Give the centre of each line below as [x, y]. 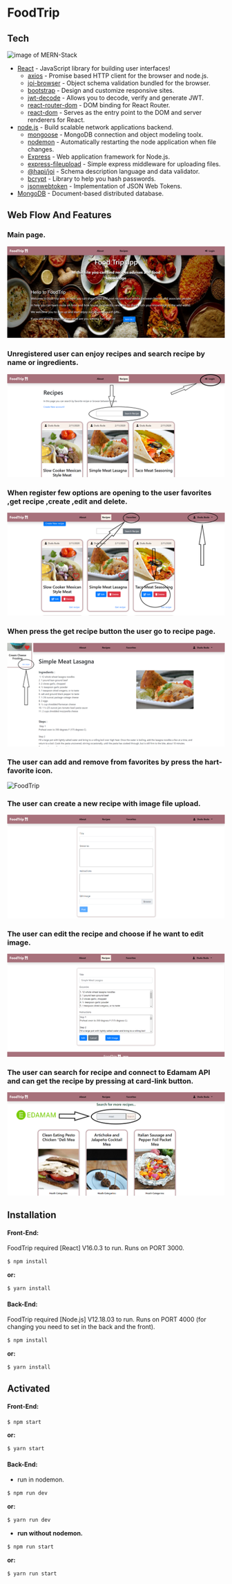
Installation [32, 1215]
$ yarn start [26, 1449]
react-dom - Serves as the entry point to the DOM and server [115, 113]
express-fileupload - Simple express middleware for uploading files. [124, 164]
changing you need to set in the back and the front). [81, 1327]
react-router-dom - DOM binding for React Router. [99, 105]
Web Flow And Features [59, 215]
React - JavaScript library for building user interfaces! [94, 68]
